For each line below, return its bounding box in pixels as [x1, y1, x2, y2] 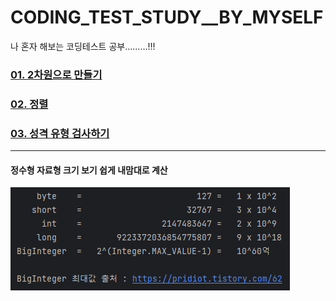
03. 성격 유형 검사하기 [10, 126, 110, 140]
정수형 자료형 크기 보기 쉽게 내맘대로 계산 [10, 164, 168, 176]
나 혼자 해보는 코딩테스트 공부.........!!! [10, 40, 156, 52]
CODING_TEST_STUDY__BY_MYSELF [10, 6, 324, 29]
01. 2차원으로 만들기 [10, 67, 103, 81]
